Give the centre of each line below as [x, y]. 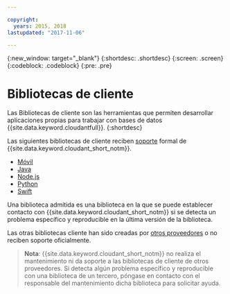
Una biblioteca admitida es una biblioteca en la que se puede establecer [110, 205]
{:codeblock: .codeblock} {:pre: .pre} [60, 66]
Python [27, 184]
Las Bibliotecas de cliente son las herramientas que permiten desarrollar [110, 113]
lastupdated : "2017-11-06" [46, 33]
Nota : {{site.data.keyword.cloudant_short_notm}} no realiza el [112, 254]
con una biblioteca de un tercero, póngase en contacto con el [112, 276]
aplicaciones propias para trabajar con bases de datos [85, 120]
